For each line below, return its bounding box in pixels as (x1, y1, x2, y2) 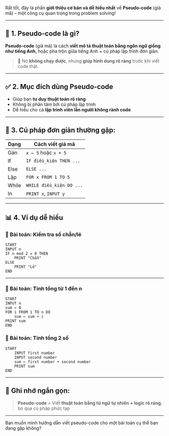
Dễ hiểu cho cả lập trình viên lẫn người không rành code (12, 106, 131, 113)
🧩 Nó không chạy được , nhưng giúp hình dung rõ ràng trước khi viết (17, 58, 160, 64)
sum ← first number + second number (14, 359, 92, 365)
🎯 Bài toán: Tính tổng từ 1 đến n (5, 285, 82, 292)
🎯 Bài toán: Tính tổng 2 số (5, 335, 69, 342)
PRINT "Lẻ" (14, 264, 37, 269)
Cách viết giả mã (34, 141, 75, 148)
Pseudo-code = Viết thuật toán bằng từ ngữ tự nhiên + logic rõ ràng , (17, 400, 162, 406)
